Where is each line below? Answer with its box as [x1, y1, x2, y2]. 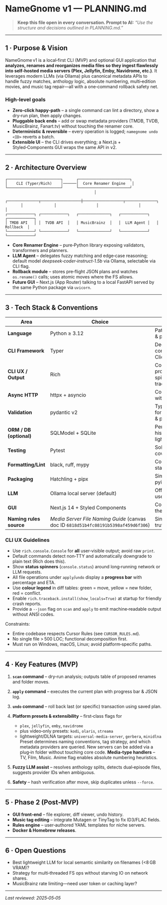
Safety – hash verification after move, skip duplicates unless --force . [12, 779, 155, 785]
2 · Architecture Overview [5, 163, 87, 172]
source [7, 521, 25, 528]
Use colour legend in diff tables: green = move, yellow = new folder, [12, 585, 153, 591]
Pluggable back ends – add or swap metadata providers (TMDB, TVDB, [12, 118, 159, 124]
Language [7, 330, 32, 337]
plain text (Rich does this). [12, 558, 66, 564]
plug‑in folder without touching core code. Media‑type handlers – [19, 749, 156, 755]
